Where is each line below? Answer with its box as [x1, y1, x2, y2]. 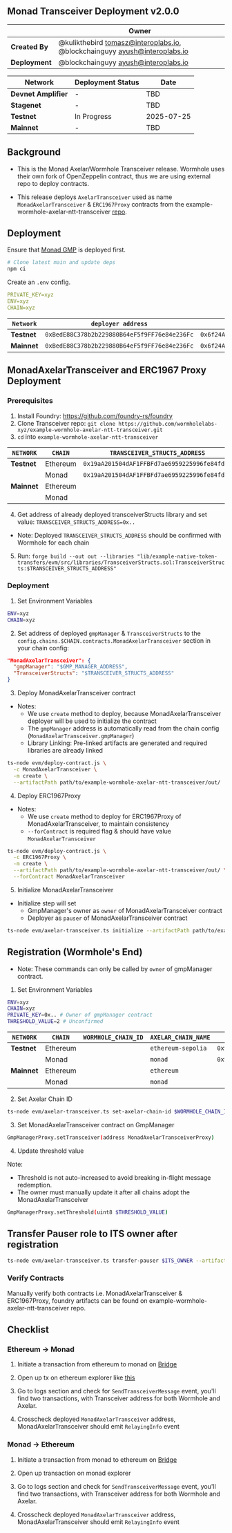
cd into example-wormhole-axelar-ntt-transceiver [17, 432, 159, 441]
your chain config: [17, 643, 69, 652]
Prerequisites [7, 396, 53, 406]
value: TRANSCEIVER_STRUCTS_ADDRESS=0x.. [17, 518, 136, 526]
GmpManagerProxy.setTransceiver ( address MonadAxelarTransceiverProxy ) [7, 1134, 215, 1141]
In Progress [75, 111, 112, 121]
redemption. [17, 1181, 52, 1189]
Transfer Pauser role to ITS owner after [7, 1228, 178, 1240]
